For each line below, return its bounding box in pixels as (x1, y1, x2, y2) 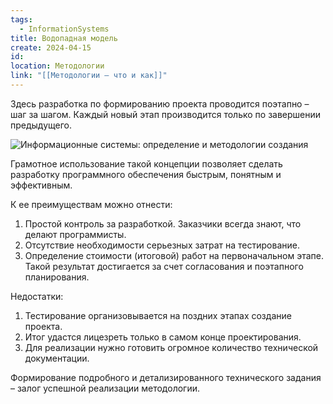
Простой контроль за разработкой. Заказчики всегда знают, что (24, 217, 302, 230)
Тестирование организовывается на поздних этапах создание (24, 309, 292, 321)
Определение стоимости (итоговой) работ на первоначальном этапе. (24, 249, 325, 261)
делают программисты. (24, 228, 127, 240)
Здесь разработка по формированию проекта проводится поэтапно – (10, 97, 310, 110)
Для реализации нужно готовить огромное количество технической (24, 341, 319, 353)
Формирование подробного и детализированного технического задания (10, 371, 322, 383)
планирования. (24, 271, 90, 283)
